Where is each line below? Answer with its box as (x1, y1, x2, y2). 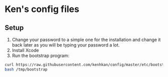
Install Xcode (12, 47, 39, 53)
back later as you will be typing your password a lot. (12, 42, 120, 48)
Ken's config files (5, 3, 80, 15)
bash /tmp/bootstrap (5, 66, 48, 72)
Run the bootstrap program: (12, 52, 70, 58)
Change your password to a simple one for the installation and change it (12, 36, 161, 42)
